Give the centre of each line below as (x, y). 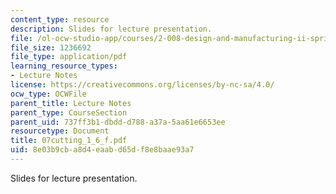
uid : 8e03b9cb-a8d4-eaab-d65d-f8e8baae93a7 (102, 150)
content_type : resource (60, 19)
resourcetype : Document (60, 131)
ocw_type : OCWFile (48, 94)
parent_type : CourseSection (69, 112)
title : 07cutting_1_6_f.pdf (69, 141)
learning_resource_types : (64, 66)
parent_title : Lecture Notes (71, 103)
